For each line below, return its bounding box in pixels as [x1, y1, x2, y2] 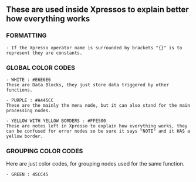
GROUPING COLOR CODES [6, 147, 83, 155]
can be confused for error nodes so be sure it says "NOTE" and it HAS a [6, 128, 191, 134]
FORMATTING [6, 32, 47, 40]
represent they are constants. [6, 50, 83, 56]
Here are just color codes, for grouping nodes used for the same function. [6, 160, 185, 167]
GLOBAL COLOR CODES [6, 63, 75, 72]
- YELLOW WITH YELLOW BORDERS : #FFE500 [6, 117, 107, 124]
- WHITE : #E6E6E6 [6, 76, 51, 83]
